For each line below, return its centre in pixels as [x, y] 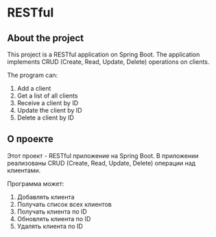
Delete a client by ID [45, 117]
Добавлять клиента [46, 196]
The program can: [33, 75]
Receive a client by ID [48, 103]
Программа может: [36, 183]
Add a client [34, 88]
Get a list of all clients [47, 95]
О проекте [30, 139]
